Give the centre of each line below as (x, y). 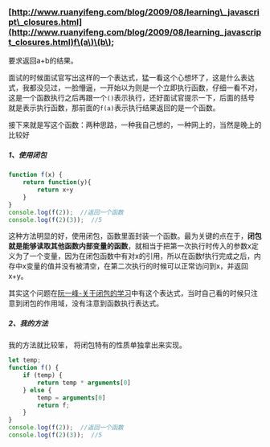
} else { (37, 390)
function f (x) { (35, 175)
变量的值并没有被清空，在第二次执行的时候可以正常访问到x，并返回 (137, 266)
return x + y (55, 190)
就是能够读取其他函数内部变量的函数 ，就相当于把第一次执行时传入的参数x (130, 246)
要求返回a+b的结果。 (43, 61)
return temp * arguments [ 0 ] (84, 383)
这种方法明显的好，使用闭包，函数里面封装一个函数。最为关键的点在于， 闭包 (135, 236)
